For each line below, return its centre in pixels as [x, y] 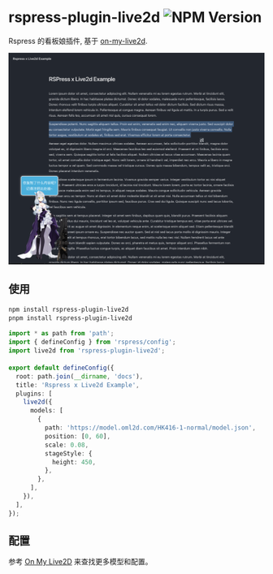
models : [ [46, 411]
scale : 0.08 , [67, 445]
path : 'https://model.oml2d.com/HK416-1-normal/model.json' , [150, 428]
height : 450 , [74, 462]
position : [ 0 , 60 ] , [78, 436]
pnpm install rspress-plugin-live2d [70, 318]
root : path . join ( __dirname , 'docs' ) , [80, 376]
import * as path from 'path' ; [61, 334]
